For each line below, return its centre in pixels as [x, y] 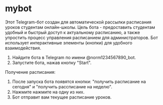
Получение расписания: [30, 72]
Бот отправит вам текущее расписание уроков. [62, 97]
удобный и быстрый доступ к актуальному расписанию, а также [72, 32]
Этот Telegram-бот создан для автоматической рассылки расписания [78, 22]
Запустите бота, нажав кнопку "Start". [52, 63]
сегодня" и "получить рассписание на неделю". [62, 86]
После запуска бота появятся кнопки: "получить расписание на [79, 82]
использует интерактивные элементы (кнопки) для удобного [69, 42]
